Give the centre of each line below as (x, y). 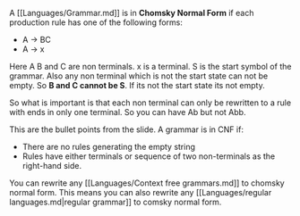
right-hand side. (52, 166)
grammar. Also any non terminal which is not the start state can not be (139, 76)
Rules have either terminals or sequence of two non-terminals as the (149, 156)
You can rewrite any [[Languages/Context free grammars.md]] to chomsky (147, 183)
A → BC (37, 40)
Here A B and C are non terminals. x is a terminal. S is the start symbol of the (150, 66)
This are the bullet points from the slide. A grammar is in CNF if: (127, 129)
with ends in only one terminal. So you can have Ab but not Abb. (128, 112)
